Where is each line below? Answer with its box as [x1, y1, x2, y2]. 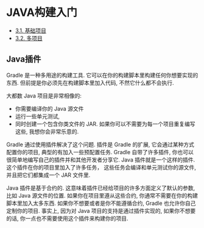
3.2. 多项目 [15, 34, 43, 41]
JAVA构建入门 [6, 5, 78, 20]
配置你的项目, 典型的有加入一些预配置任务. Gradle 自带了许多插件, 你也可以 [6, 148, 194, 155]
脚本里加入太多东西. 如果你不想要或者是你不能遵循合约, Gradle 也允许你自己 [6, 199, 196, 207]
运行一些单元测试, [15, 112, 60, 119]
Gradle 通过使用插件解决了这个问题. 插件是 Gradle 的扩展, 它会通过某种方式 [6, 141, 195, 148]
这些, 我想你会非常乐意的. [15, 127, 79, 135]
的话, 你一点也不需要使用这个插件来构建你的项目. [6, 215, 129, 222]
